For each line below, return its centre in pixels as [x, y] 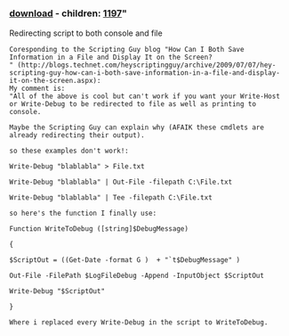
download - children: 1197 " [68, 13]
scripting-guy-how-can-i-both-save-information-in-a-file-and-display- [144, 73]
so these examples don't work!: [69, 151]
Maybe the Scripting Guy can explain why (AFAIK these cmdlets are [137, 127]
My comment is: [37, 88]
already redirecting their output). [77, 135]
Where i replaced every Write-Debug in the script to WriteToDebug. [139, 322]
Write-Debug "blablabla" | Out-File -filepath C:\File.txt [121, 182]
